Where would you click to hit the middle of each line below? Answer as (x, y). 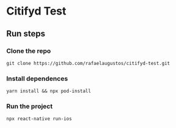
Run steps (26, 34)
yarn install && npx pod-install (49, 91)
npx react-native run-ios (39, 119)
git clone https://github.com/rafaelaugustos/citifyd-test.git (88, 63)
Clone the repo (29, 51)
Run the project (30, 106)
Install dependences (37, 78)
